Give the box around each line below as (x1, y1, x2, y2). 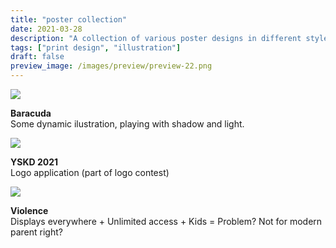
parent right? (10, 226, 63, 238)
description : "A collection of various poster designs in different (10, 33, 302, 43)
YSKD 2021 (10, 156, 59, 168)
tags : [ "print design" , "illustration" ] (10, 42, 182, 53)
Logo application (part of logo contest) (10, 167, 170, 178)
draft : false (10, 52, 65, 62)
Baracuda (10, 107, 52, 119)
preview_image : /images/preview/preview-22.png (10, 61, 213, 71)
